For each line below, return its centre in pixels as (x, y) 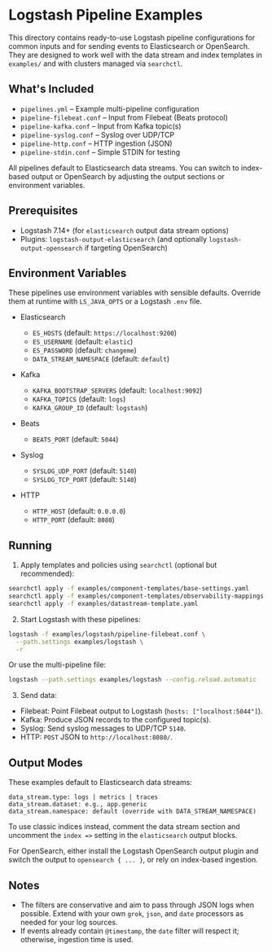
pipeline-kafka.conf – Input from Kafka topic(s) (101, 126)
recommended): (47, 574)
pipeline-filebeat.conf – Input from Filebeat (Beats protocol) (124, 117)
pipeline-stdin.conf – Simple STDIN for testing (100, 151)
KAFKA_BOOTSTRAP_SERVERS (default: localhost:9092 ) (117, 390)
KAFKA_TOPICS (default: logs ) (79, 399)
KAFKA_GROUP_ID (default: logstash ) (90, 408)
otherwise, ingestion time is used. (77, 939)
